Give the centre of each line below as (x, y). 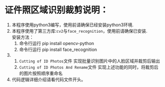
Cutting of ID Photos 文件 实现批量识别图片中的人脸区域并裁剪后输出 (89, 61)
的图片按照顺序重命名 (41, 73)
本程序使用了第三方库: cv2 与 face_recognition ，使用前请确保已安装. (80, 31)
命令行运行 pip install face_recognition (58, 49)
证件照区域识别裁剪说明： (57, 10)
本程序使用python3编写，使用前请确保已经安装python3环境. (73, 25)
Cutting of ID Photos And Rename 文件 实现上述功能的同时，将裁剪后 (89, 67)
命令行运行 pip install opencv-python (57, 43)
